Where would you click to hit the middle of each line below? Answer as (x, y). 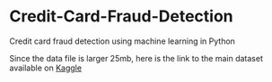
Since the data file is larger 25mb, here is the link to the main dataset (136, 58)
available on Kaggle (46, 68)
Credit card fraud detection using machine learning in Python (123, 41)
